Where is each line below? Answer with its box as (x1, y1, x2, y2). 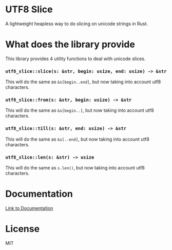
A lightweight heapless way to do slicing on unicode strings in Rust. (5, 21, 148, 27)
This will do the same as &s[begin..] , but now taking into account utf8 (5, 107, 154, 113)
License (5, 223, 40, 235)
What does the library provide (5, 39, 135, 50)
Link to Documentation (5, 205, 53, 211)
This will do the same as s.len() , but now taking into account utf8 (5, 165, 145, 171)
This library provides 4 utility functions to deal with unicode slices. (5, 55, 146, 62)
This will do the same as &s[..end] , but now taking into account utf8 (5, 136, 150, 142)
